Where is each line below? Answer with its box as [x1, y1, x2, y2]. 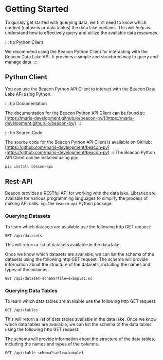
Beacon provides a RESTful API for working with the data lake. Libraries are [5, 190, 156, 196]
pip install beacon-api [5, 164, 54, 169]
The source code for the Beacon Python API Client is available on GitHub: [5, 139, 152, 145]
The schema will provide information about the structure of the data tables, [5, 336, 156, 342]
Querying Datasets [5, 213, 51, 220]
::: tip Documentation [5, 101, 47, 106]
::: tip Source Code [5, 130, 43, 136]
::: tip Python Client [5, 39, 44, 45]
